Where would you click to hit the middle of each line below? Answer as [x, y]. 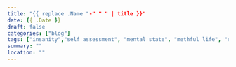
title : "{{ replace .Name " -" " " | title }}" [77, 14]
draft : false [26, 27]
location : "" [26, 53]
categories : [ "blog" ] [39, 33]
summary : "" [25, 46]
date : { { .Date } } [34, 20]
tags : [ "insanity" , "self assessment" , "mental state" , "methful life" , [114, 40]
